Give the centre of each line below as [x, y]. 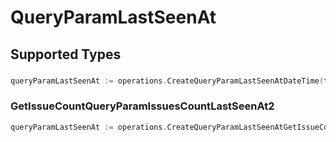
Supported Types [66, 54]
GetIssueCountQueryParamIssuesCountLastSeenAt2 [142, 106]
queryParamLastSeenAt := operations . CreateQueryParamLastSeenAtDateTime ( [167, 81]
